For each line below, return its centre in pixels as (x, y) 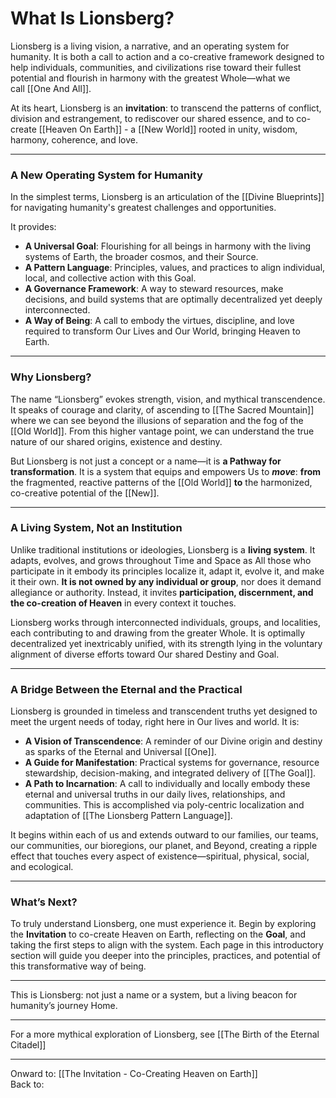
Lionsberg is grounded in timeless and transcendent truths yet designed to (164, 711)
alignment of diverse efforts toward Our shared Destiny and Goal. (145, 654)
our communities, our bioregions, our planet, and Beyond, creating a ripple (164, 846)
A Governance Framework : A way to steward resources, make (154, 289)
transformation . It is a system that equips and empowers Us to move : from (166, 471)
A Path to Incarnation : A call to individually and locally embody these (167, 784)
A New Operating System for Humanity (106, 175)
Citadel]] (28, 1045)
